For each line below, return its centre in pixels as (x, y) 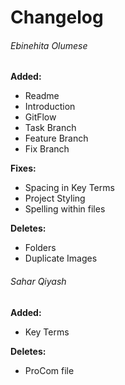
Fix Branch (47, 149)
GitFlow (40, 117)
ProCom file (49, 370)
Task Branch (50, 128)
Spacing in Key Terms (69, 188)
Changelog (57, 17)
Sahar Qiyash (38, 281)
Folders (40, 248)
